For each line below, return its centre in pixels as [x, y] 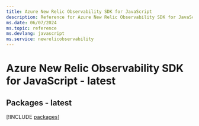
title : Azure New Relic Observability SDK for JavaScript [79, 12]
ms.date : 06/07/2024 [32, 22]
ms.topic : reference [32, 28]
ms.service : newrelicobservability [50, 39]
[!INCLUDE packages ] [33, 117]
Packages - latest [39, 103]
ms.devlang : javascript [36, 34]
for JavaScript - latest [61, 81]
